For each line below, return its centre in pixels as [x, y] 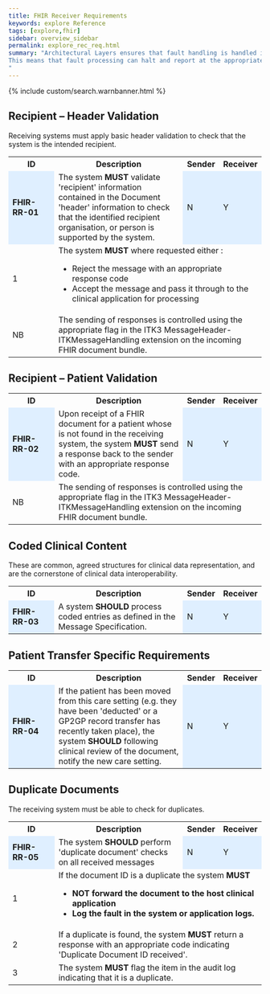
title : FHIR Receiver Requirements [68, 16]
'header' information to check [114, 207]
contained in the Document [109, 197]
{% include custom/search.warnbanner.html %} [87, 91]
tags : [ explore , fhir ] [45, 31]
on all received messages [106, 862]
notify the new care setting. [110, 761]
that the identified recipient [109, 217]
